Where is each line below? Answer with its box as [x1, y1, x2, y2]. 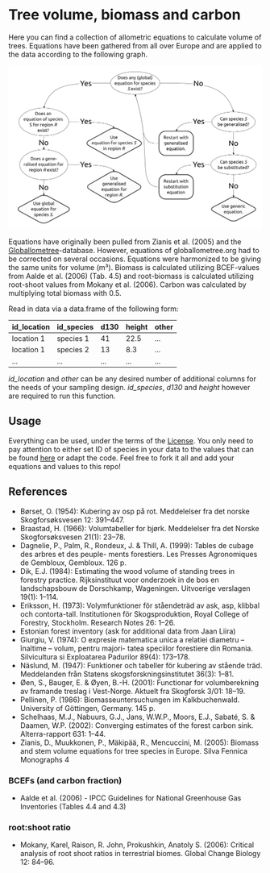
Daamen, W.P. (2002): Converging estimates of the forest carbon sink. [19, 720, 254, 730]
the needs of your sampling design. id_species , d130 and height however [8, 383, 251, 393]
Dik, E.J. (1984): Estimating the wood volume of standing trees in [19, 566, 235, 576]
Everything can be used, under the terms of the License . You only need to [8, 435, 254, 445]
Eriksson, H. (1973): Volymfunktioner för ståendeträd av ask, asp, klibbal [19, 601, 260, 610]
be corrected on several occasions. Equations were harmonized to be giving [8, 254, 262, 264]
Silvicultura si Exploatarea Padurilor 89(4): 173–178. [19, 651, 191, 662]
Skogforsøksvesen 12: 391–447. [19, 514, 125, 525]
